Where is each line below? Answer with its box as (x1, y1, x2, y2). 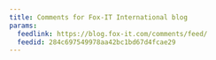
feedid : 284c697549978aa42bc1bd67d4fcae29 (17, 37, 176, 47)
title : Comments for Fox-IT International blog (9, 12, 189, 22)
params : (9, 21, 38, 30)
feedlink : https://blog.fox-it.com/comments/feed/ (17, 29, 208, 38)
